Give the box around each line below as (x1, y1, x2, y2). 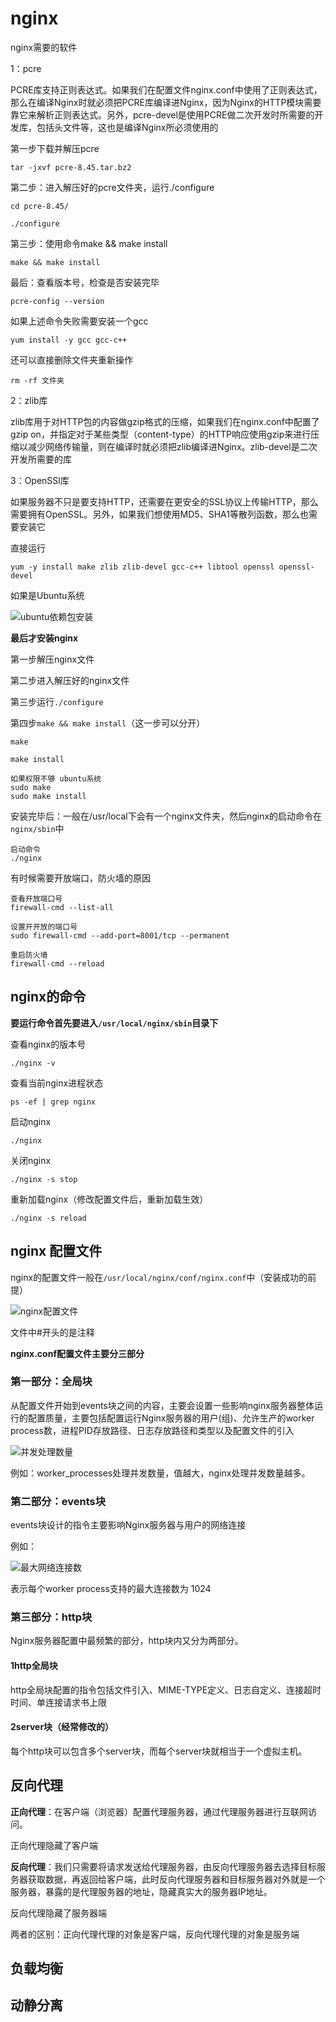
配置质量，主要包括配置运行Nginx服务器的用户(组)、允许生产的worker (27, 1412, 315, 1424)
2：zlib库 (10, 394, 48, 406)
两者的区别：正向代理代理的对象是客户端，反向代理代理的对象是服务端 (10, 1928, 300, 1940)
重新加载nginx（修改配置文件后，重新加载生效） (10, 1193, 209, 1205)
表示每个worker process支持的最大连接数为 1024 (10, 1583, 212, 1595)
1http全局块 (10, 1660, 58, 1672)
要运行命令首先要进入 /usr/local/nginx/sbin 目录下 (10, 1017, 219, 1029)
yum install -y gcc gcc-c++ (10, 335, 128, 345)
